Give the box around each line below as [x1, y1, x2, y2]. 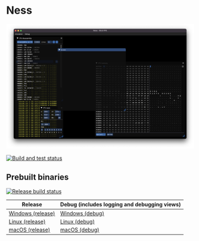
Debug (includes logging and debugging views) [60, 201, 181, 208]
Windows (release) [8, 209, 55, 217]
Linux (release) [8, 218, 46, 225]
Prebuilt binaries [6, 172, 69, 182]
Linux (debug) [60, 218, 95, 225]
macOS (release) [8, 226, 51, 233]
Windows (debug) [60, 209, 104, 217]
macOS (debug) [60, 226, 99, 233]
